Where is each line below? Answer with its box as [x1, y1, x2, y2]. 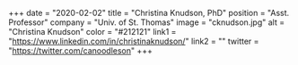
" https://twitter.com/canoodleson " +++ [8, 45, 153, 56]
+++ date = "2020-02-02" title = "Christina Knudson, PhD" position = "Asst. [8, 8, 290, 18]
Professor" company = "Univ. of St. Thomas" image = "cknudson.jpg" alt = [8, 17, 285, 28]
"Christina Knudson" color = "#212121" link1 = [8, 27, 177, 37]
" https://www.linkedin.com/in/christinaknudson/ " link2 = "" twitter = [8, 36, 259, 46]
